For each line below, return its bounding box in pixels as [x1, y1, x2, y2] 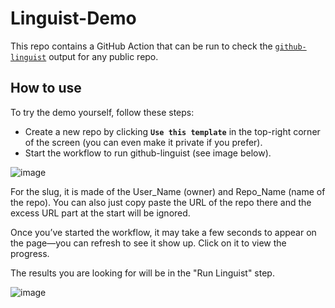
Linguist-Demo [10, 7, 137, 30]
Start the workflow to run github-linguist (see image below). [24, 147, 272, 159]
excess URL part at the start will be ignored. [10, 207, 191, 219]
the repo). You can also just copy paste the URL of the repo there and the [10, 196, 312, 208]
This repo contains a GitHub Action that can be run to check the [10, 40, 273, 52]
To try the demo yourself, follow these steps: [10, 106, 195, 118]
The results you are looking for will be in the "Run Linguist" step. [10, 267, 275, 279]
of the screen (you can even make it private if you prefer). [24, 136, 263, 148]
